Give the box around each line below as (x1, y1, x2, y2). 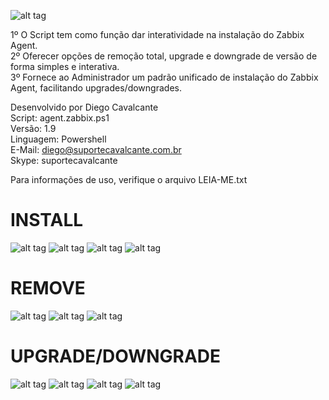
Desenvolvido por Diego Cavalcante (10, 101, 159, 113)
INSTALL (10, 209, 84, 232)
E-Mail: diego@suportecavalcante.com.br (10, 144, 182, 155)
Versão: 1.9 (10, 123, 57, 134)
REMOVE (10, 277, 86, 300)
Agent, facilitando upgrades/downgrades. (10, 82, 182, 94)
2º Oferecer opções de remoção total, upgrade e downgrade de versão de (10, 50, 318, 62)
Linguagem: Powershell (10, 133, 107, 145)
